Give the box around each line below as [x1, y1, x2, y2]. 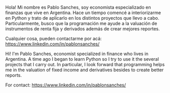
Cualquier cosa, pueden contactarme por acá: [5, 35, 102, 41]
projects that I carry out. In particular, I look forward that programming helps [5, 62, 165, 67]
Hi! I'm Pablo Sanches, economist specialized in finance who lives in [5, 51, 149, 57]
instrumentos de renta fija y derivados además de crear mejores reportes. [5, 26, 160, 32]
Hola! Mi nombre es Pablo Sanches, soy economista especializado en [5, 5, 151, 10]
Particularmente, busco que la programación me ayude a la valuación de [5, 20, 157, 26]
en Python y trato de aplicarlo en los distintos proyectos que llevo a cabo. [5, 15, 159, 21]
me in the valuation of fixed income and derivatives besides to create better [5, 67, 164, 73]
